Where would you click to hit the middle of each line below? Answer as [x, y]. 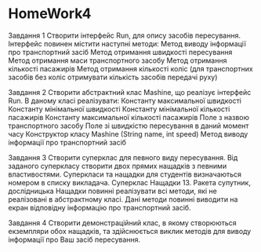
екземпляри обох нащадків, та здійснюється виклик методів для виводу [130, 231]
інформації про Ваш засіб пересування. [74, 239]
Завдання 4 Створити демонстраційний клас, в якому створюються [122, 223]
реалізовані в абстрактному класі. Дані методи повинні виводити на [123, 199]
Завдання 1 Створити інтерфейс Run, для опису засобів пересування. [125, 35]
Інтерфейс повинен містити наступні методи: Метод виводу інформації [127, 43]
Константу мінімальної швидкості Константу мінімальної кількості [119, 109]
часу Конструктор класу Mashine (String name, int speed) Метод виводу [128, 133]
